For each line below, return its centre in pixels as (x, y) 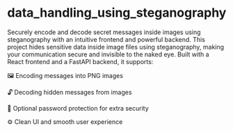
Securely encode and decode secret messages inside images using (104, 32)
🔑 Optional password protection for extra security (78, 108)
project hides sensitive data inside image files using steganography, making (116, 47)
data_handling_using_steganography (117, 13)
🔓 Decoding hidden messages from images (70, 92)
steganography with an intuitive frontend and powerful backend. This (106, 39)
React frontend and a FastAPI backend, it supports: (80, 61)
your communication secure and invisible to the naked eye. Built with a (109, 54)
